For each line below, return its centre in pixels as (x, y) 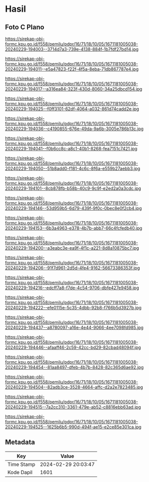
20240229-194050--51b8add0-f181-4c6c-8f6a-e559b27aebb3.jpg (73, 168)
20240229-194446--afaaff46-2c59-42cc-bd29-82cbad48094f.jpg (73, 347)
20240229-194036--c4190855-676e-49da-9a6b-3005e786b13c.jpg (74, 129)
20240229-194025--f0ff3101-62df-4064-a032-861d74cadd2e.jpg (72, 109)
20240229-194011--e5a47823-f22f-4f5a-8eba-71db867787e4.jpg (72, 69)
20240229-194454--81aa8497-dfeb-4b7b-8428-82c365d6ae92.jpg (74, 367)
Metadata (20, 442)
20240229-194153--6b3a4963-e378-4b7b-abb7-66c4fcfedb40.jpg (74, 228)
